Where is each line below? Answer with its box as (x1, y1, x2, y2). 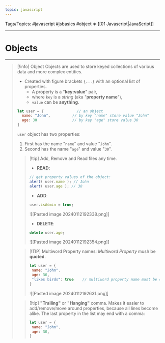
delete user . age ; (29, 230, 65, 235)
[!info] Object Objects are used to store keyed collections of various (17, 63, 155, 69)
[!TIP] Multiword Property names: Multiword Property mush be (29, 249, 156, 254)
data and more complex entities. (17, 68, 82, 74)
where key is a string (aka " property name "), (31, 94, 123, 100)
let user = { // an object (17, 109, 104, 114)
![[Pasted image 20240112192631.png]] (29, 290, 109, 296)
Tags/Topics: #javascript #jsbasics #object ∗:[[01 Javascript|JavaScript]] (5, 21, 154, 27)
